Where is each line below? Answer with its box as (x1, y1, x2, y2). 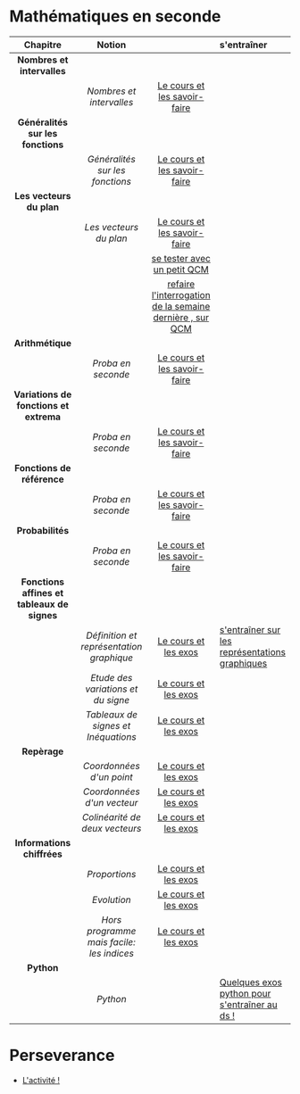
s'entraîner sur (219, 623, 281, 635)
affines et (21, 586, 64, 599)
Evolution (92, 893, 131, 906)
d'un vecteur (84, 796, 138, 808)
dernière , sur (153, 311, 210, 323)
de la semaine (151, 300, 211, 312)
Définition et (86, 629, 137, 642)
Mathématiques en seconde (9, 6, 221, 27)
